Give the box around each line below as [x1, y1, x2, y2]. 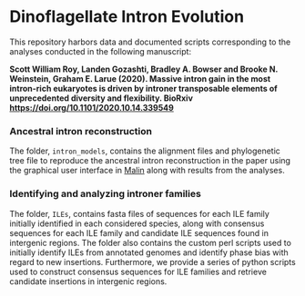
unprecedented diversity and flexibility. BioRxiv [9, 93, 194, 104]
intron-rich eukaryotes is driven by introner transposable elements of [9, 83, 278, 94]
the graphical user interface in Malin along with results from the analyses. [9, 165, 285, 176]
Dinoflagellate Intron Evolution [9, 6, 244, 27]
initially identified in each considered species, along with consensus [9, 218, 265, 229]
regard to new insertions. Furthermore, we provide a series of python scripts [9, 256, 296, 267]
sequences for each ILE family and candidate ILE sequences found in [9, 227, 269, 238]
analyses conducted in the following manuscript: [9, 45, 192, 56]
